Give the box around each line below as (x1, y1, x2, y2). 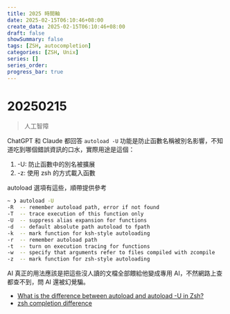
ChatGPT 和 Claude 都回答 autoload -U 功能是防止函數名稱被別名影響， (7, 137, 211, 145)
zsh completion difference (17, 299, 92, 308)
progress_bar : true (7, 68, 64, 75)
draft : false (7, 29, 45, 37)
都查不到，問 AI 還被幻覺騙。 (7, 278, 90, 286)
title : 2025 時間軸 (7, 10, 60, 17)
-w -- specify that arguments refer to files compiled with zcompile (7, 249, 215, 256)
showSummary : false (7, 36, 64, 43)
